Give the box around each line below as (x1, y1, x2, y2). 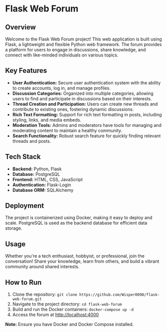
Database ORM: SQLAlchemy (12, 187, 74, 193)
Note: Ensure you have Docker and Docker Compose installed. (5, 322, 134, 328)
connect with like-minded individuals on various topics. (5, 52, 119, 58)
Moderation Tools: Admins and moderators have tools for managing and (12, 122, 162, 128)
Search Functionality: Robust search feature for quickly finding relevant (12, 133, 161, 139)
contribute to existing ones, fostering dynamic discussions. (12, 106, 134, 112)
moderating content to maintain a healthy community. (12, 127, 123, 133)
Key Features (5, 66, 47, 75)
